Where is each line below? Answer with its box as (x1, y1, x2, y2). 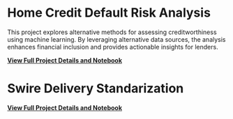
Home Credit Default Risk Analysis (7, 5, 211, 21)
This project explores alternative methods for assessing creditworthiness (7, 28, 218, 36)
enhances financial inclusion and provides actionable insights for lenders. (7, 42, 218, 51)
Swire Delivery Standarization (7, 81, 184, 97)
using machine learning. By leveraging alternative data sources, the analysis (7, 35, 226, 43)
